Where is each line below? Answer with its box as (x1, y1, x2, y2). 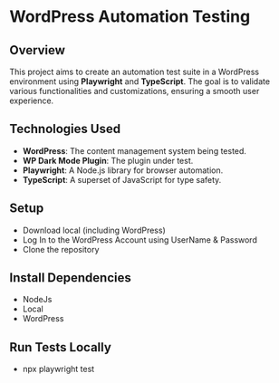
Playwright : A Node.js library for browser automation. (22, 165, 224, 176)
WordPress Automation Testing (9, 6, 251, 27)
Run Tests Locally (9, 340, 111, 355)
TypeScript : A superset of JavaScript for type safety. (22, 174, 222, 185)
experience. (9, 95, 54, 106)
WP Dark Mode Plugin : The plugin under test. (22, 155, 194, 166)
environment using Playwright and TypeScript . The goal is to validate (9, 76, 270, 87)
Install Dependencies (9, 270, 131, 286)
